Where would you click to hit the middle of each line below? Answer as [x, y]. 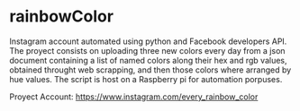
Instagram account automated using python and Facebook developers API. [148, 41]
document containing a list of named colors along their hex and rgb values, [148, 60]
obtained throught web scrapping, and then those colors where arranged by [150, 70]
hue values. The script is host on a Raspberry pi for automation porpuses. [146, 79]
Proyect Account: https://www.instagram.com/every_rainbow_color [134, 97]
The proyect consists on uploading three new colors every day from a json [147, 50]
